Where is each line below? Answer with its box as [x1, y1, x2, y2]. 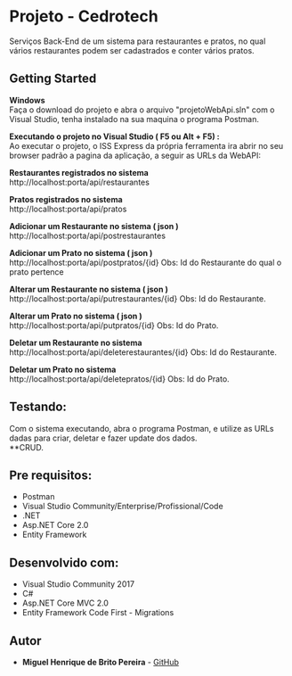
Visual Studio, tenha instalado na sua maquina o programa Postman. [9, 113, 260, 124]
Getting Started [9, 71, 97, 87]
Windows [9, 95, 45, 105]
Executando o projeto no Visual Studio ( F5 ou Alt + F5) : [9, 131, 220, 142]
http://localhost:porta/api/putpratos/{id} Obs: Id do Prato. [9, 319, 219, 331]
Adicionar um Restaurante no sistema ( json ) [9, 220, 180, 231]
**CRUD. [9, 441, 45, 452]
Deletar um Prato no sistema [9, 364, 117, 375]
